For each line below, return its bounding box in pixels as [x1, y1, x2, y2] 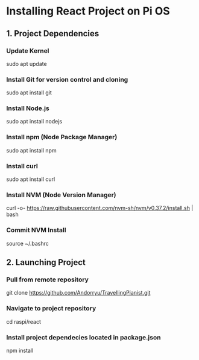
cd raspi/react [6, 318, 41, 325]
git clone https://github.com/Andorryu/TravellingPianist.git [6, 289, 151, 296]
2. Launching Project [6, 257, 86, 267]
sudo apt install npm [6, 146, 57, 154]
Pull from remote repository [6, 275, 89, 284]
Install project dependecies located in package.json [6, 333, 161, 341]
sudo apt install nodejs [6, 118, 62, 125]
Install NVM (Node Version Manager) [6, 191, 116, 199]
